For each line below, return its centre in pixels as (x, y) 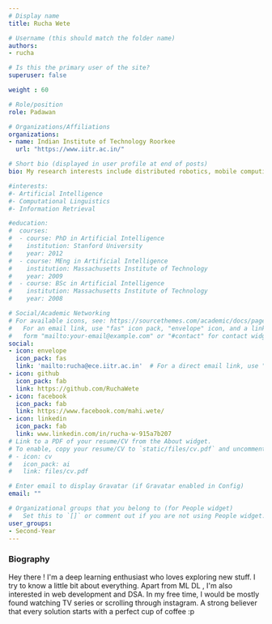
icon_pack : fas (41, 359)
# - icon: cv (30, 456)
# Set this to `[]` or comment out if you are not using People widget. (137, 515)
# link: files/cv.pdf (49, 472)
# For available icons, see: (57, 321)
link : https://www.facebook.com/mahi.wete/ (90, 411)
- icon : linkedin (38, 419)
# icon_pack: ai (39, 464)
